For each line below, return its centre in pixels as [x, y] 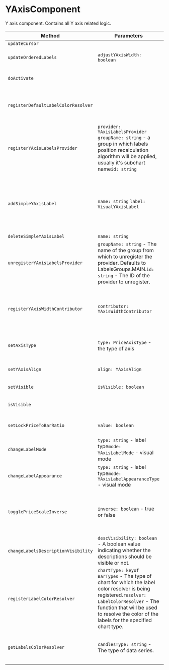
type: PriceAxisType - [125, 342]
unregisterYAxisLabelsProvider [45, 263]
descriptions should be [125, 557]
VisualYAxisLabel [118, 207]
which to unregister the [125, 257]
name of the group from [126, 250]
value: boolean [116, 425]
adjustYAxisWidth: [120, 55]
